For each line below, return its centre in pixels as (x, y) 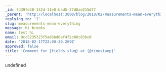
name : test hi (20, 33)
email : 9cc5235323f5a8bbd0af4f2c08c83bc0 (48, 37)
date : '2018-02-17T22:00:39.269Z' (41, 42)
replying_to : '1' (23, 19)
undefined (16, 65)
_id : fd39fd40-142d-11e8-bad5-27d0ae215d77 (51, 10)
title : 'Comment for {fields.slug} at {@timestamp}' (61, 51)
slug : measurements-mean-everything (43, 23)
